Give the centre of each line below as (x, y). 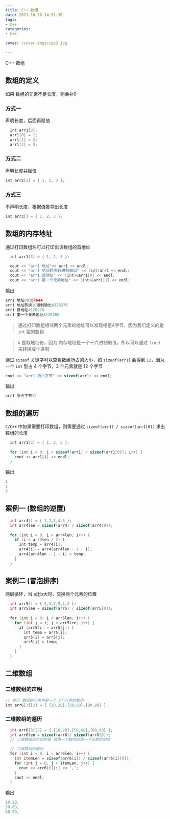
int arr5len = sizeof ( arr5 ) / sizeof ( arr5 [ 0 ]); (62, 609)
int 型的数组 (31, 332)
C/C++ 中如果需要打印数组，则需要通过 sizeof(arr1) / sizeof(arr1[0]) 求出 (85, 426)
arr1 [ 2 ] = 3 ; (24, 145)
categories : (18, 29)
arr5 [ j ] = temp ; (41, 642)
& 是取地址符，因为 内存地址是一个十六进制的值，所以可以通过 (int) (89, 342)
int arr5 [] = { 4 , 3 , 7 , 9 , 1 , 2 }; (43, 604)
